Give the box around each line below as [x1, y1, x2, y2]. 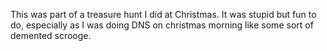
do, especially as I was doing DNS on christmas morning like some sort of [10, 19, 314, 31]
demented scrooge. [10, 30, 92, 41]
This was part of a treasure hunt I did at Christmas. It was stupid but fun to [10, 9, 317, 20]
